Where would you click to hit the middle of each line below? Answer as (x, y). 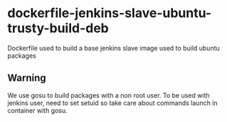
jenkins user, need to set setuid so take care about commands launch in (113, 103)
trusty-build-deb (58, 28)
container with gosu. (37, 110)
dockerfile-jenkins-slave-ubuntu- (110, 13)
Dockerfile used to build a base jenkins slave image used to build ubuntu (114, 48)
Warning (27, 78)
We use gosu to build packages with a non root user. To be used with (109, 95)
